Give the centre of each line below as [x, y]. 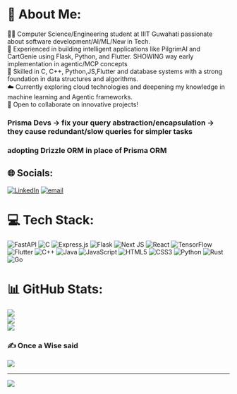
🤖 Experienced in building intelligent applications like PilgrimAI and [104, 49]
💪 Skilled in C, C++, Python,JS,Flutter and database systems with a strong [115, 71]
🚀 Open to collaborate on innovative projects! [73, 104]
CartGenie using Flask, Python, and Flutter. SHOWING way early [101, 56]
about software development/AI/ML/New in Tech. [79, 41]
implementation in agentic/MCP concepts [68, 63]
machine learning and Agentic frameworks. [70, 97]
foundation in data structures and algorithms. [73, 79]
